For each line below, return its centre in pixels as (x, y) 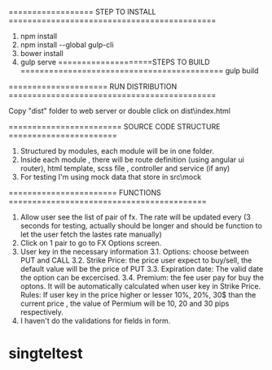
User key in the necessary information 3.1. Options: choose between (135, 252)
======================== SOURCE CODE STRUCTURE (114, 126)
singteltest (46, 354)
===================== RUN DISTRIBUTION (93, 86)
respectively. (42, 312)
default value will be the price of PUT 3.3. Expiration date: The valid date (142, 269)
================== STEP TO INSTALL (82, 12)
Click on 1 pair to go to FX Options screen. (91, 243)
